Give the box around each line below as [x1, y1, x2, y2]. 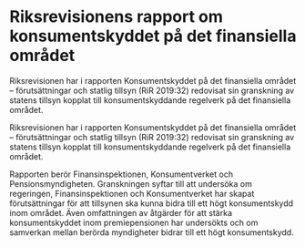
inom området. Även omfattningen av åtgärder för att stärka [9, 207, 233, 218]
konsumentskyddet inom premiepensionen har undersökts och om [9, 217, 259, 228]
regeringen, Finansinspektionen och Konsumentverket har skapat [9, 188, 255, 199]
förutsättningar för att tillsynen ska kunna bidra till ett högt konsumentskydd [9, 198, 294, 209]
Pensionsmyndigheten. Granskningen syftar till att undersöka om [9, 178, 252, 189]
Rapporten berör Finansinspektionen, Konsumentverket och [9, 169, 234, 180]
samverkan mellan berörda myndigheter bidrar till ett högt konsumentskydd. [9, 226, 294, 238]
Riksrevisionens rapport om [9, 6, 223, 27]
